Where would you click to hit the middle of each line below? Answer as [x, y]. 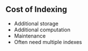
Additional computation [42, 30]
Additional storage [36, 23]
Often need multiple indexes [48, 42]
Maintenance [30, 36]
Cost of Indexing [36, 10]
